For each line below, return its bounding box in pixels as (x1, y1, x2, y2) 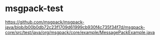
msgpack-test (5, 3, 64, 14)
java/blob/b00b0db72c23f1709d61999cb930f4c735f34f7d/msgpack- (5, 24, 145, 30)
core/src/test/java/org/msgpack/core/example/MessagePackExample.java (5, 29, 155, 35)
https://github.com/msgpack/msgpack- (5, 19, 85, 25)
